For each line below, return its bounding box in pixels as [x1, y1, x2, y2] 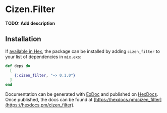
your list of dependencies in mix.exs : [5, 53, 82, 60]
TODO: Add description [5, 20, 55, 26]
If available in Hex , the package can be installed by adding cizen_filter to [5, 48, 160, 54]
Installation [5, 35, 41, 43]
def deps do [5, 63, 30, 69]
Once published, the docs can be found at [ [5, 97, 96, 103]
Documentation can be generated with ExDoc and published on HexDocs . [5, 91, 158, 97]
